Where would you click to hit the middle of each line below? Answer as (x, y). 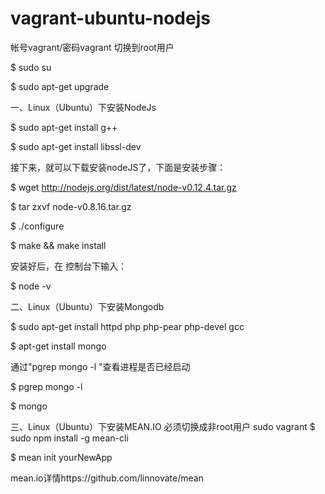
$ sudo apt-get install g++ (64, 127)
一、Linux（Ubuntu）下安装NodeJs (83, 107)
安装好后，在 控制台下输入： (68, 266)
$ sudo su (31, 67)
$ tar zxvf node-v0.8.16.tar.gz (71, 206)
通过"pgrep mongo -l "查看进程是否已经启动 (100, 366)
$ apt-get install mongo (58, 346)
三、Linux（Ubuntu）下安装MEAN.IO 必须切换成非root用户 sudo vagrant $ (163, 426)
